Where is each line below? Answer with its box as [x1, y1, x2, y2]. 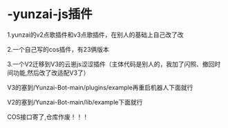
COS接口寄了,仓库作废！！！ [7, 112, 88, 121]
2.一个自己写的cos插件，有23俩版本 [7, 45, 109, 53]
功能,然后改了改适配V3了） [12, 68, 90, 77]
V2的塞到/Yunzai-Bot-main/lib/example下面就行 [7, 98, 143, 106]
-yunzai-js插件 [7, 6, 93, 22]
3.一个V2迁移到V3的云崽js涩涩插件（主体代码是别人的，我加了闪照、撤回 [7, 60, 215, 68]
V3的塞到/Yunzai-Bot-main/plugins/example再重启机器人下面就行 [7, 83, 193, 91]
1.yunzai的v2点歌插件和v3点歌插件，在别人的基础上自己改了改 [7, 30, 184, 39]
